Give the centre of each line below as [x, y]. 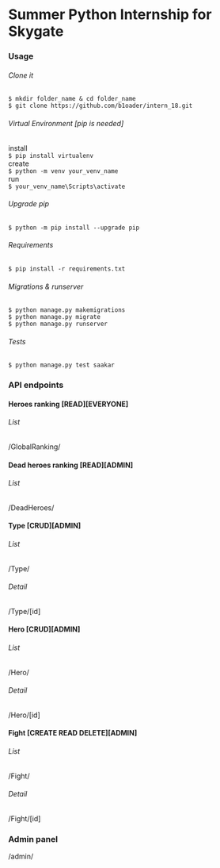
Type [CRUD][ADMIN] [45, 526]
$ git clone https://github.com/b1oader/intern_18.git [101, 106]
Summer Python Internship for [110, 15]
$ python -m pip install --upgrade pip [74, 228]
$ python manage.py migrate [55, 317]
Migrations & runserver [46, 286]
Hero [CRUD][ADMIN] [44, 629]
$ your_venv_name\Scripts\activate [67, 186]
